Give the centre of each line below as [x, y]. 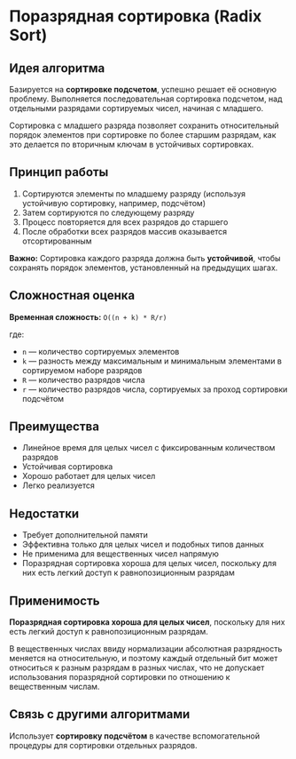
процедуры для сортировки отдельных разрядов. [103, 745]
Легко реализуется [58, 485]
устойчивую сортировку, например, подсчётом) [114, 203]
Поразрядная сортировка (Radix [136, 16]
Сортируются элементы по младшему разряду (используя [134, 194]
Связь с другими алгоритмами [100, 714]
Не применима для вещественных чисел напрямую [121, 554]
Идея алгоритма [57, 68]
